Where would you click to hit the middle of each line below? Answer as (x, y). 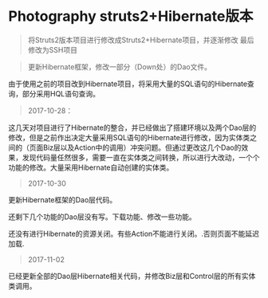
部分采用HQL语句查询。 (61, 93)
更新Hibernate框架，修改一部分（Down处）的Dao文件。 (119, 67)
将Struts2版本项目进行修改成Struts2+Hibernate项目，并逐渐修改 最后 (141, 40)
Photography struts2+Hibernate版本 (131, 16)
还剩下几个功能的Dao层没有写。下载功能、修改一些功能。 (102, 217)
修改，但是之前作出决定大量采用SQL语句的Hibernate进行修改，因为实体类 (129, 137)
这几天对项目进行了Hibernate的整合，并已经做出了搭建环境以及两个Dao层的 (132, 127)
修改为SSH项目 (53, 49)
